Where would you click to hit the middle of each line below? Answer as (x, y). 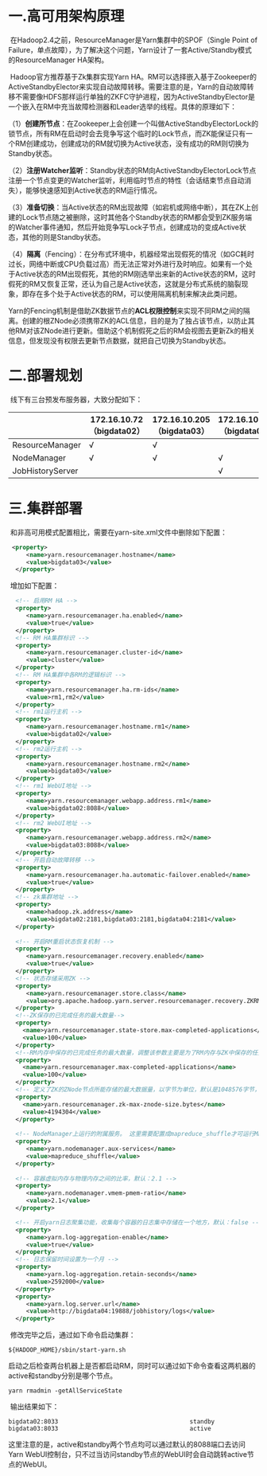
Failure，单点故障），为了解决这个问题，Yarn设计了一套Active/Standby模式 (130, 49)
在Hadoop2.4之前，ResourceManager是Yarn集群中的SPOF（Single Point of (134, 40)
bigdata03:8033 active (110, 1429)
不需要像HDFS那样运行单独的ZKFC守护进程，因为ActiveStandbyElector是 (135, 96)
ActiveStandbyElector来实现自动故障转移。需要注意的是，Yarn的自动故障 (128, 86)
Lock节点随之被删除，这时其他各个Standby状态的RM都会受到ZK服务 (133, 217)
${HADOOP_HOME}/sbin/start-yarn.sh (67, 1350)
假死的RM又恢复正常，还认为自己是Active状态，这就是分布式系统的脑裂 (125, 284)
